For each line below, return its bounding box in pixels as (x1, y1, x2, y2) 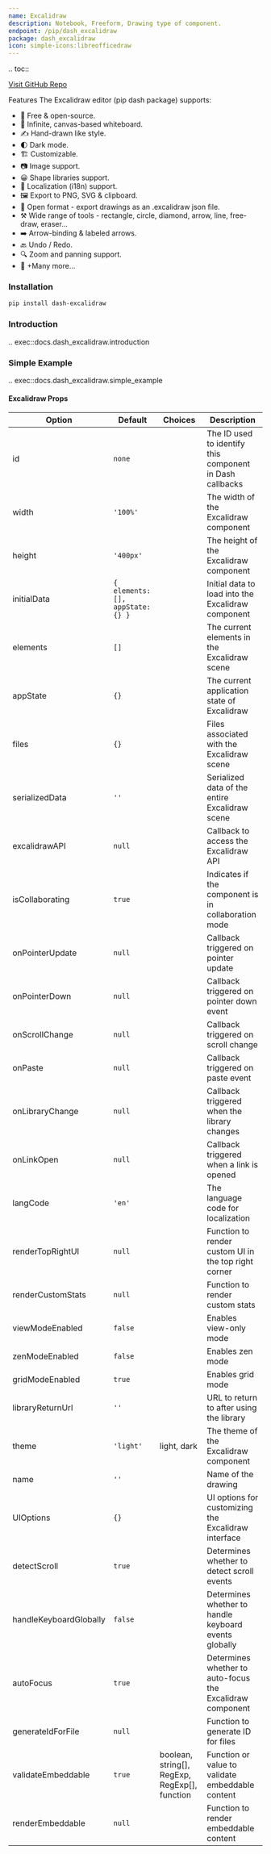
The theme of (206, 1426, 258, 1437)
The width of (206, 491, 256, 503)
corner (206, 1266, 232, 1277)
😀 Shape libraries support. (19, 173, 110, 182)
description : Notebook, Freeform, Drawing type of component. (8, 19, 222, 27)
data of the (206, 782, 248, 793)
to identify (206, 438, 245, 449)
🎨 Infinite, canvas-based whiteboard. (19, 119, 144, 129)
